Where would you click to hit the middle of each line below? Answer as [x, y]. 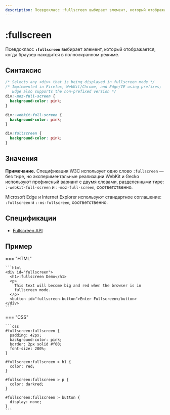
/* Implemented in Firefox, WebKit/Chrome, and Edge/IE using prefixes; [83, 87]
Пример [19, 246]
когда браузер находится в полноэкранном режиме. [62, 54]
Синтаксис [23, 70]
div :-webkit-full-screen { [34, 115]
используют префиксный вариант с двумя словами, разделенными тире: [85, 182]
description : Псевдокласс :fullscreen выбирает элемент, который [75, 10]
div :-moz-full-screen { [30, 96]
